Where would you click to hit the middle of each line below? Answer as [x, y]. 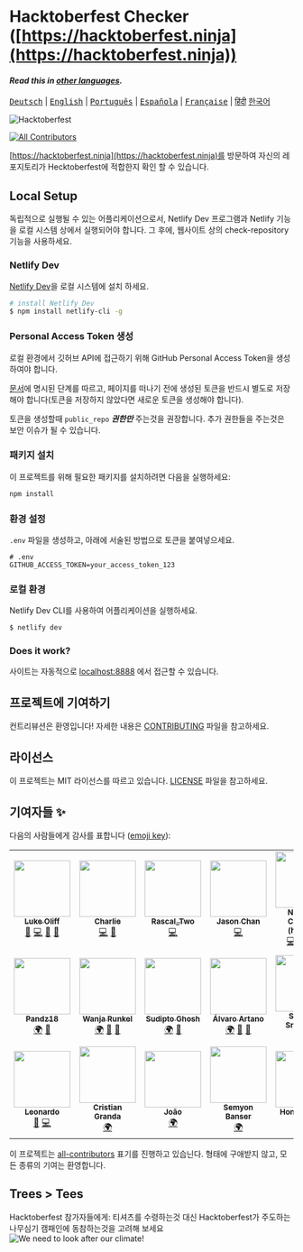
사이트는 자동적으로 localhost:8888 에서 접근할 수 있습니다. [114, 672]
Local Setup [44, 196]
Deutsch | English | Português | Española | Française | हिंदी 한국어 [140, 102]
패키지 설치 [32, 456]
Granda [108, 1116]
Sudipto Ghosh [173, 1018]
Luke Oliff [42, 921]
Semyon [239, 1107]
